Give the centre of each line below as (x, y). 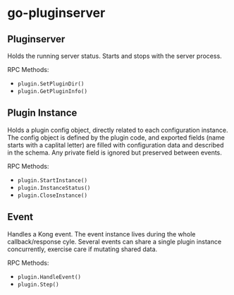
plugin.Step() (38, 284)
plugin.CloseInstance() (53, 195)
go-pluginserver (56, 13)
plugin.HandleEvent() (49, 277)
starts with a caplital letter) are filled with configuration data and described (116, 145)
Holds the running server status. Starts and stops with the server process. (115, 56)
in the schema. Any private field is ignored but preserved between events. (115, 152)
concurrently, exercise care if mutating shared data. (82, 249)
